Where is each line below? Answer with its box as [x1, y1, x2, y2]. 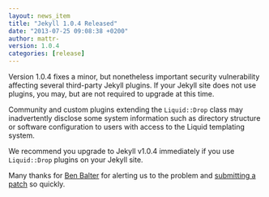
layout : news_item [8, 11, 70, 20]
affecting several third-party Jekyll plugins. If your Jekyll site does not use [8, 80, 257, 90]
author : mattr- [8, 34, 60, 43]
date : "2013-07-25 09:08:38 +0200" [8, 27, 129, 35]
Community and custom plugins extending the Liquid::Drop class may [8, 105, 243, 114]
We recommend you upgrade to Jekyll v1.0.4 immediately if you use [8, 147, 235, 156]
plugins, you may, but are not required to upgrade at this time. [8, 89, 215, 98]
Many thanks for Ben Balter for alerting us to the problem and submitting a [8, 171, 257, 180]
